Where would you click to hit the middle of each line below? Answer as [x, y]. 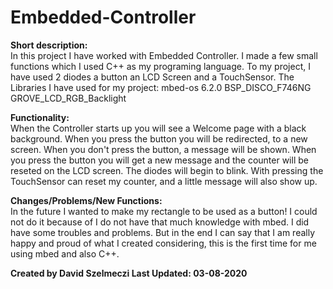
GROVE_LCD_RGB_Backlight [68, 98]
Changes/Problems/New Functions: [86, 200]
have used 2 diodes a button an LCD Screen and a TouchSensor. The [152, 77]
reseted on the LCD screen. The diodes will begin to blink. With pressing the [167, 170]
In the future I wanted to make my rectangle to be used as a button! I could [164, 211]
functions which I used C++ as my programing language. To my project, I [160, 66]
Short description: [49, 45]
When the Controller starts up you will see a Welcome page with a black [158, 128]
